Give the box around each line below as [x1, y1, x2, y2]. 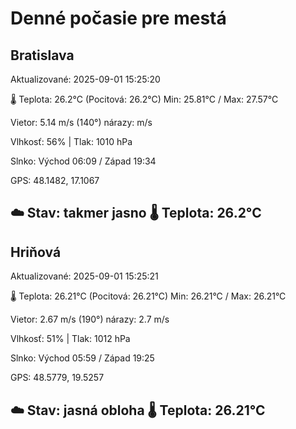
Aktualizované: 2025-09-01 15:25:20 [10, 73, 161, 85]
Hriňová [10, 243, 62, 261]
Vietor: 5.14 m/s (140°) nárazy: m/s [10, 117, 153, 128]
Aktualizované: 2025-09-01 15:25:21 [10, 270, 159, 282]
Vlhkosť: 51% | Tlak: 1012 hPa [10, 333, 131, 345]
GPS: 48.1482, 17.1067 [10, 175, 100, 186]
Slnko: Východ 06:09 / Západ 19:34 [10, 155, 157, 167]
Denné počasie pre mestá [10, 7, 227, 30]
